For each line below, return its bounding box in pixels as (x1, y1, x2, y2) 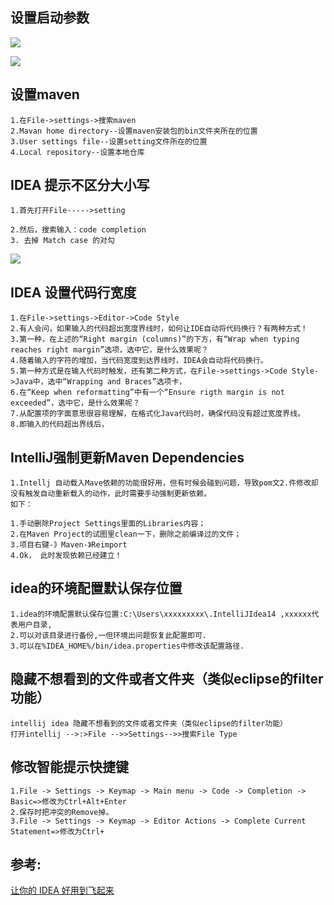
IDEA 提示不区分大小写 (10, 177, 150, 194)
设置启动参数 (10, 9, 90, 27)
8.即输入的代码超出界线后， (10, 419, 110, 430)
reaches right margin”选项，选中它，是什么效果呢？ (10, 345, 209, 355)
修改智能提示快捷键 (10, 759, 129, 776)
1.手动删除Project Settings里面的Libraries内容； (10, 519, 207, 529)
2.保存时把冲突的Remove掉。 (10, 807, 114, 817)
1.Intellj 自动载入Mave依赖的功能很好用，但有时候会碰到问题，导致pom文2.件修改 (10, 478, 312, 488)
